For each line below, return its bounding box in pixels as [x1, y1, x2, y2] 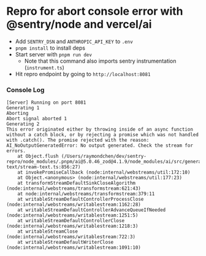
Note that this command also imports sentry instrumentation [24, 57, 177, 64]
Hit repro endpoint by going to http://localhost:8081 [15, 70, 151, 77]
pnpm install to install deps [15, 44, 86, 52]
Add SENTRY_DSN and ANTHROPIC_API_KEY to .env [15, 37, 133, 45]
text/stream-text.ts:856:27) [6, 164, 81, 170]
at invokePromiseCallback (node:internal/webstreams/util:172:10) [17, 169, 191, 176]
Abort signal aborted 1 [6, 115, 67, 122]
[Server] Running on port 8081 [6, 99, 86, 106]
